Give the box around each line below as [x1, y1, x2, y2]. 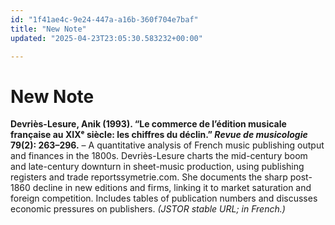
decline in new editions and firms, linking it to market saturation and [32, 182, 312, 194]
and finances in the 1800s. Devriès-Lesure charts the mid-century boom [10, 150, 308, 162]
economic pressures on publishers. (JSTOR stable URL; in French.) [10, 203, 286, 215]
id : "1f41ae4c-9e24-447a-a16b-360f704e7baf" [10, 14, 199, 25]
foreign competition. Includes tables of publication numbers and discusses [10, 192, 318, 205]
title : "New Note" [10, 24, 87, 34]
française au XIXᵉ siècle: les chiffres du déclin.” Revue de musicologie [10, 129, 308, 141]
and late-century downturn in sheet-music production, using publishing [10, 161, 305, 173]
